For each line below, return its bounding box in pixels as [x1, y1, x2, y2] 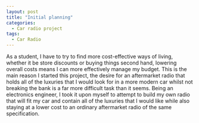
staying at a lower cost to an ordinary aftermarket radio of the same [6, 104, 172, 110]
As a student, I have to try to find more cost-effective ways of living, [6, 53, 173, 60]
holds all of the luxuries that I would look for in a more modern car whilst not [6, 78, 193, 85]
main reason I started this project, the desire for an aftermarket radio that [6, 72, 185, 79]
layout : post [6, 8, 39, 15]
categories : [6, 20, 36, 26]
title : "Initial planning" [6, 14, 73, 20]
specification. [6, 110, 40, 117]
